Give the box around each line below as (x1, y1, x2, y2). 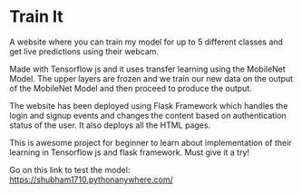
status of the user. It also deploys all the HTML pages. (9, 120, 211, 131)
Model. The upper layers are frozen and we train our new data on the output (9, 73, 293, 83)
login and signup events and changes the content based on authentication (9, 110, 287, 121)
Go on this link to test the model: (9, 164, 131, 175)
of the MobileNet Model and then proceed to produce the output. (9, 82, 252, 93)
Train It (9, 6, 63, 27)
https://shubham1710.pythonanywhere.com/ (9, 174, 174, 185)
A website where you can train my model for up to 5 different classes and (9, 36, 284, 47)
